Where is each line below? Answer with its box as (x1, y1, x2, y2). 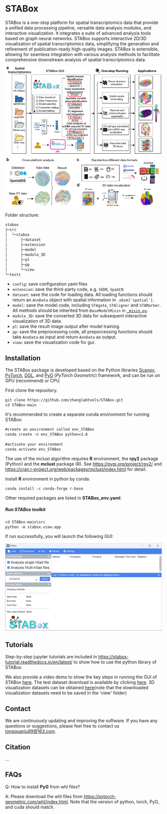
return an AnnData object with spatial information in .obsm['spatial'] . (12, 297, 154, 303)
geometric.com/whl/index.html (5, 799, 68, 805)
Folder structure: (5, 212, 40, 218)
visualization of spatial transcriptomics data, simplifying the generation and (5, 40, 159, 46)
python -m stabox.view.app (5, 525, 61, 530)
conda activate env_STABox (5, 447, 61, 452)
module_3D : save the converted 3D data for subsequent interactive (12, 313, 147, 319)
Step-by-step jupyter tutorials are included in (5, 654, 97, 660)
